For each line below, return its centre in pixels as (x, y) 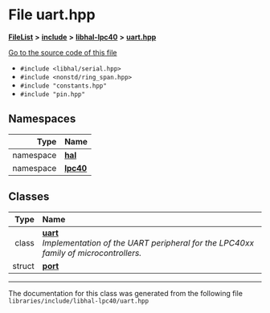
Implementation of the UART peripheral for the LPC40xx (148, 242)
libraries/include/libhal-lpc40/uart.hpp (79, 301)
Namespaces (42, 119)
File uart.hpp (52, 15)
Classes (29, 197)
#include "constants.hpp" (63, 86)
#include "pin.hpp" (53, 94)
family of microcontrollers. (92, 253)
